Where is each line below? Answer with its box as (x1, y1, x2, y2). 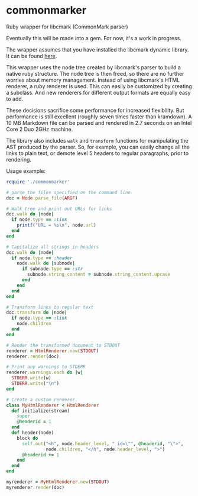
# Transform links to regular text (6, 304, 94, 310)
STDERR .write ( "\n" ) (11, 381, 60, 387)
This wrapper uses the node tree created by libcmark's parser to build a (6, 63, 181, 71)
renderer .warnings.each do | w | (6, 369, 83, 376)
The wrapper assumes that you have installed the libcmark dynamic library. (6, 46, 189, 53)
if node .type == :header (11, 255, 73, 261)
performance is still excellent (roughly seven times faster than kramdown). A (6, 113, 192, 120)
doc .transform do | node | (6, 310, 67, 315)
